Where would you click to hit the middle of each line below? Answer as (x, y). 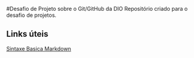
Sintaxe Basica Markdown (39, 48)
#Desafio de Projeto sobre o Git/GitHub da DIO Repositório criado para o (97, 9)
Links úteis (27, 34)
